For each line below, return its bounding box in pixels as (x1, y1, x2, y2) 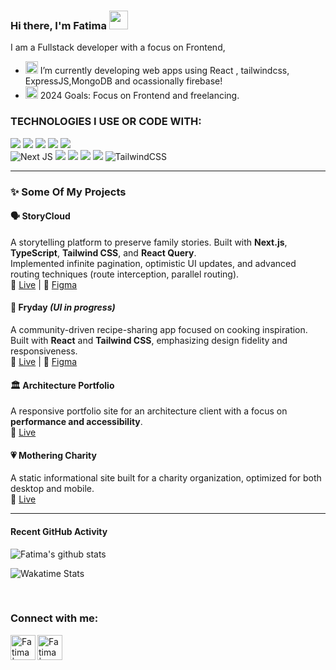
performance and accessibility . (10, 416, 143, 428)
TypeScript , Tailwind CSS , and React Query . (10, 246, 197, 259)
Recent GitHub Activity (10, 525, 108, 537)
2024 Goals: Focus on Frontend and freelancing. (39, 90, 240, 102)
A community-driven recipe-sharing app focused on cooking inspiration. (10, 323, 308, 335)
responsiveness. (10, 345, 78, 357)
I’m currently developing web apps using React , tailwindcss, (39, 65, 290, 77)
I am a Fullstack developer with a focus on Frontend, (10, 41, 226, 54)
